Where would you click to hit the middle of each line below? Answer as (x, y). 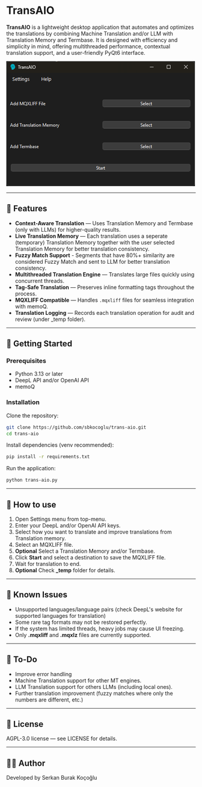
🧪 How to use (31, 504)
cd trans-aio (23, 434)
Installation (23, 402)
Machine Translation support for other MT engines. (78, 680)
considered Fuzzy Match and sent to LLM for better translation (92, 261)
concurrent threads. (40, 281)
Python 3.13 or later (39, 374)
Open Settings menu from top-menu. (60, 519)
